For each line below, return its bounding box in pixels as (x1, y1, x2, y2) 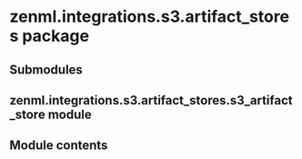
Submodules (9, 62, 84, 77)
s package (9, 25, 89, 46)
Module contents (9, 138, 108, 154)
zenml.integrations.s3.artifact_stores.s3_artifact (9, 93, 293, 108)
